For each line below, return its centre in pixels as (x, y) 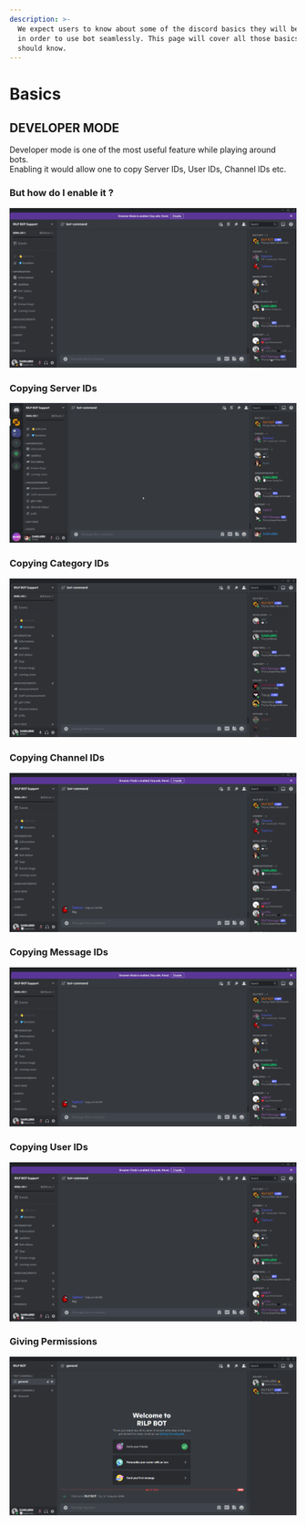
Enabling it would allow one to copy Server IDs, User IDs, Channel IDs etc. (148, 170)
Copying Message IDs (59, 952)
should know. (42, 48)
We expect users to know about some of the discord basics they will (152, 29)
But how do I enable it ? (61, 193)
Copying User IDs (49, 1147)
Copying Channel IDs (57, 758)
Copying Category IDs (59, 564)
